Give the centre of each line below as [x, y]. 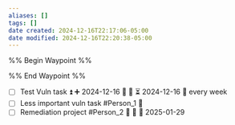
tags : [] [23, 23]
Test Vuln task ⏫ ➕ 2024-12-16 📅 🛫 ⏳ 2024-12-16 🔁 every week [124, 92]
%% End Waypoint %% [47, 76]
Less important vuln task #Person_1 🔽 [81, 104]
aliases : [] [28, 16]
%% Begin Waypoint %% [50, 61]
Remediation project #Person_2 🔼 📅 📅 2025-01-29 [102, 112]
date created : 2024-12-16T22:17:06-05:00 [79, 30]
